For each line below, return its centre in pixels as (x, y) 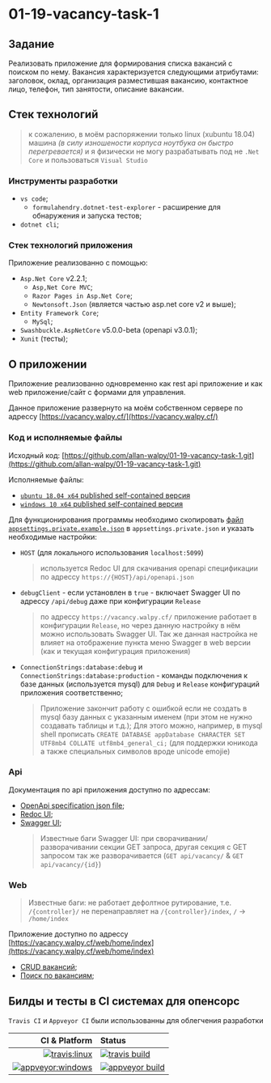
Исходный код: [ (36, 455)
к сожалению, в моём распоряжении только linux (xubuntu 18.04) (142, 134)
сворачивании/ (182, 838)
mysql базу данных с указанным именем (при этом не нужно (146, 716)
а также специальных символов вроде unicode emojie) (135, 751)
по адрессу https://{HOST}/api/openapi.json (117, 576)
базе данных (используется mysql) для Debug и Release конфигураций (140, 684)
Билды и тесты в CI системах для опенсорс (124, 1001)
